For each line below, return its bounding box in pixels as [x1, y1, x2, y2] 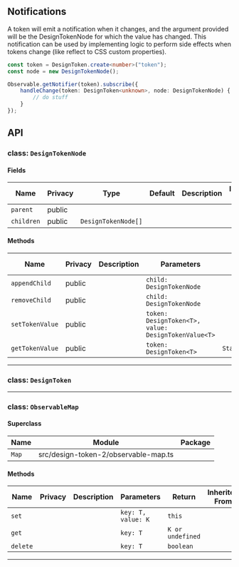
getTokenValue [11, 344, 59, 352]
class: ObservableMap [7, 402, 80, 412]
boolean [167, 542, 193, 551]
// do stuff [33, 94, 69, 101]
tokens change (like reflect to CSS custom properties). [7, 47, 167, 56]
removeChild [11, 296, 52, 304]
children [11, 218, 41, 225]
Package [180, 438, 211, 448]
